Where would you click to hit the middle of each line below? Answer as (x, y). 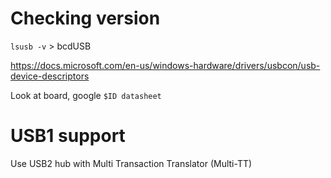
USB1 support (68, 136)
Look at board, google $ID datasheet (86, 95)
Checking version (85, 18)
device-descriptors (50, 76)
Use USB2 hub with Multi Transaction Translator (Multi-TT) (131, 163)
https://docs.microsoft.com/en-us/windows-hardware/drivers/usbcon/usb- (165, 65)
